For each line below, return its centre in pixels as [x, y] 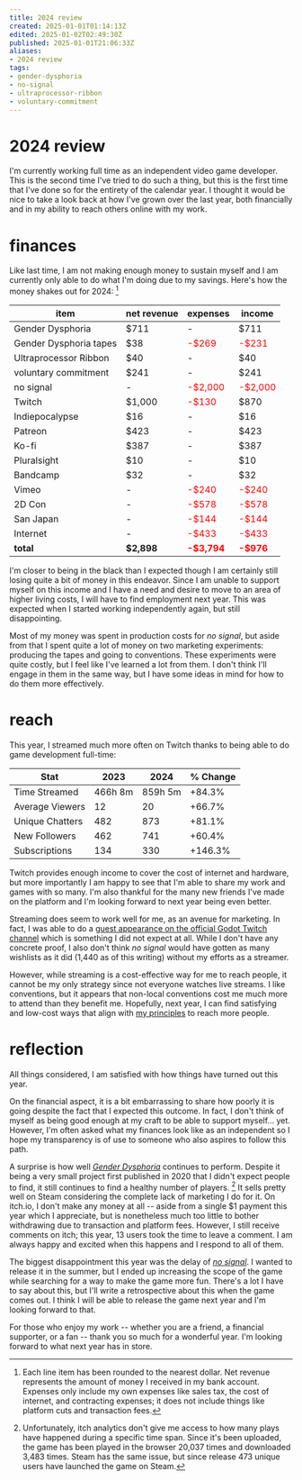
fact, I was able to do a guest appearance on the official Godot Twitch [138, 928]
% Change [213, 776]
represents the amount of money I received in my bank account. [141, 1382]
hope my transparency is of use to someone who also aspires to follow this [148, 1140]
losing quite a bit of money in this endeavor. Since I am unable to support [145, 580]
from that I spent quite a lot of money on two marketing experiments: [137, 645]
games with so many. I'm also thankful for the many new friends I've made [147, 892]
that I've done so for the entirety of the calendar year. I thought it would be [147, 190]
